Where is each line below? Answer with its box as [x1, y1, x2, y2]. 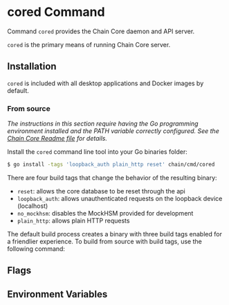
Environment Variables [7, 288, 108, 300]
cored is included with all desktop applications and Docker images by [7, 79, 204, 87]
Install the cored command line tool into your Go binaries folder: [7, 148, 188, 156]
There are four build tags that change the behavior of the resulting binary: [7, 173, 217, 182]
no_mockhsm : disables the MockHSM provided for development [17, 209, 194, 217]
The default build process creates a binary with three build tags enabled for [7, 229, 223, 238]
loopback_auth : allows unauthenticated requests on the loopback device [17, 194, 223, 202]
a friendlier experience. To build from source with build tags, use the [7, 237, 202, 245]
